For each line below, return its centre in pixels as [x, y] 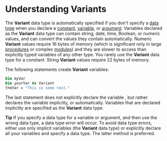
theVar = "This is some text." [38, 88]
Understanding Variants [56, 9]
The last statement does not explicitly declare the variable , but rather [77, 97]
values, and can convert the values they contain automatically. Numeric [79, 39]
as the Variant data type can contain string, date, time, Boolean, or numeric [83, 33]
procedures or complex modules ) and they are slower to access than [76, 49]
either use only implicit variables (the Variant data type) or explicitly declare [83, 128]
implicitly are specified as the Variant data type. [54, 108]
